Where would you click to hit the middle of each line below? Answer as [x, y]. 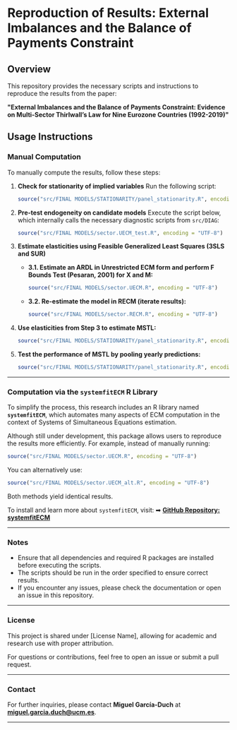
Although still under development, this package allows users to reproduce [115, 436]
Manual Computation [44, 157]
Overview [29, 69]
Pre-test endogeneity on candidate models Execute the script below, [119, 213]
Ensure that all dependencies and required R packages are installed [115, 558]
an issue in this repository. [56, 595]
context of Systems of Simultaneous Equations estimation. [92, 422]
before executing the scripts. [59, 566]
